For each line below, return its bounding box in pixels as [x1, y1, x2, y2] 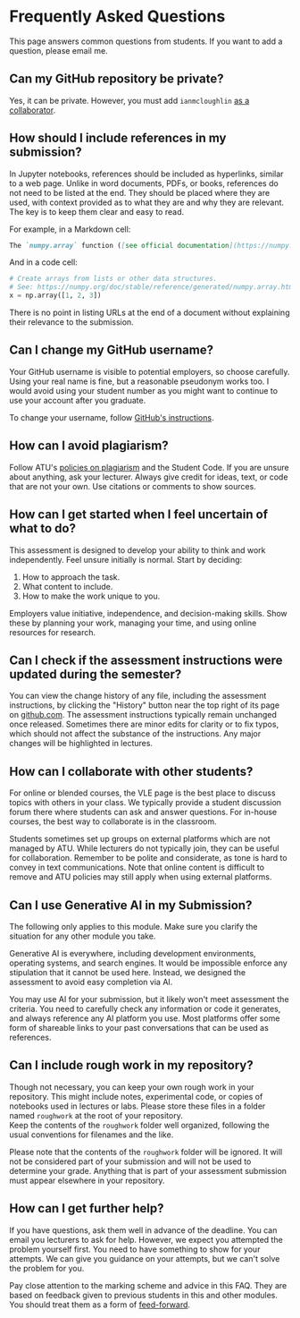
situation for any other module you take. [9, 931, 156, 941]
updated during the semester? [9, 667, 182, 682]
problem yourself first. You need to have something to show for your [9, 1244, 261, 1254]
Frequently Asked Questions [9, 6, 226, 27]
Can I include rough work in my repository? [9, 1058, 254, 1073]
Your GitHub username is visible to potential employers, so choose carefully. [9, 366, 290, 377]
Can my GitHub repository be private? [9, 72, 224, 87]
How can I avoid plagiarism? [9, 438, 169, 454]
